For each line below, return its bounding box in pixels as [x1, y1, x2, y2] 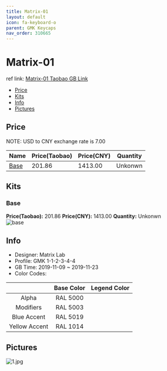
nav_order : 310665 [6, 31, 51, 36]
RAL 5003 [55, 303, 84, 312]
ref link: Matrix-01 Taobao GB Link [6, 75, 88, 82]
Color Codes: [14, 270, 47, 277]
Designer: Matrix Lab [14, 251, 66, 258]
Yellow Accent [9, 322, 49, 330]
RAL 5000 [55, 294, 84, 302]
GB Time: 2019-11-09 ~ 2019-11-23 [14, 264, 98, 271]
